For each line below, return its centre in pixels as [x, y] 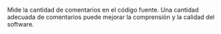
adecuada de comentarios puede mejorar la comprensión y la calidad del [111, 17]
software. [21, 24]
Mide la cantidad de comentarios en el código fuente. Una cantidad [103, 10]
